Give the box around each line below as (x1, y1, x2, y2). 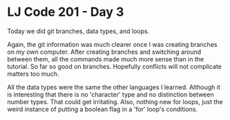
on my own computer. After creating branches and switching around (7, 48, 202, 56)
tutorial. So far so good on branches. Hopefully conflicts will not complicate (7, 62, 222, 70)
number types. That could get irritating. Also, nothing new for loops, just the (7, 97, 223, 106)
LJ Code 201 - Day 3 (7, 4, 124, 20)
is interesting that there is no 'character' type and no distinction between (7, 90, 214, 99)
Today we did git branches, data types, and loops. (7, 27, 150, 35)
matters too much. (7, 70, 59, 78)
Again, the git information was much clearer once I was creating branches (7, 40, 218, 48)
